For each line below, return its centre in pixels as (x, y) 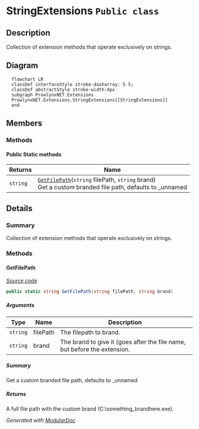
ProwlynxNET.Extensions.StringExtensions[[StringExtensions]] (90, 100)
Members (24, 124)
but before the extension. (95, 349)
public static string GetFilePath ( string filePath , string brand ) (90, 292)
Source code (22, 281)
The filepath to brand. (90, 332)
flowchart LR (28, 79)
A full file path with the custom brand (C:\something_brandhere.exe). (90, 409)
